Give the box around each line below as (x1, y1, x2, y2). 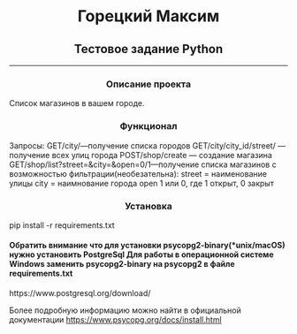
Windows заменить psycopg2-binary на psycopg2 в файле (9, 259, 236, 269)
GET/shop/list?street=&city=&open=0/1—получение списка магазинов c (9, 159, 277, 170)
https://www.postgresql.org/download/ (9, 288, 151, 299)
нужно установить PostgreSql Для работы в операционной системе (9, 249, 274, 260)
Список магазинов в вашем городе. (9, 98, 145, 109)
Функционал (119, 120, 178, 133)
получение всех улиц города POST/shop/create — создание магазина (9, 149, 272, 160)
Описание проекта (105, 78, 192, 90)
